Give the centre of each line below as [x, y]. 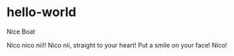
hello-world [42, 12]
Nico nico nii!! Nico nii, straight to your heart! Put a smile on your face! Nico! [117, 45]
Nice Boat [21, 31]
